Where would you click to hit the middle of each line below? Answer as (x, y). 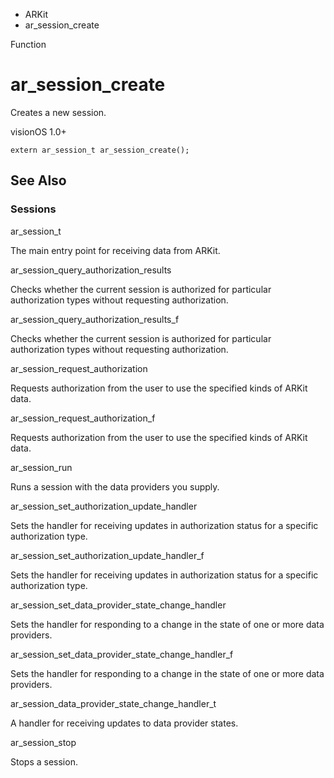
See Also (38, 180)
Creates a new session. (58, 112)
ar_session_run (41, 467)
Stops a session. (44, 761)
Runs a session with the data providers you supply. (115, 486)
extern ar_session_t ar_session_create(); (100, 150)
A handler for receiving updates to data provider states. (124, 723)
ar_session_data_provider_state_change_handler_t (113, 703)
